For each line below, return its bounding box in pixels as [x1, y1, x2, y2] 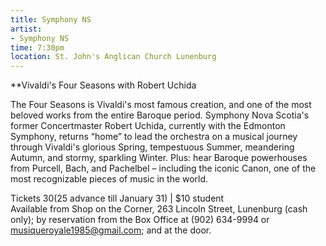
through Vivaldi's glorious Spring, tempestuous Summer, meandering [10, 141, 295, 153]
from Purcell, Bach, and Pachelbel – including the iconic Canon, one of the [10, 162, 317, 175]
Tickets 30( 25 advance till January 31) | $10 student [10, 192, 225, 205]
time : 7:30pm [10, 42, 65, 53]
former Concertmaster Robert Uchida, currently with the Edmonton [10, 120, 286, 132]
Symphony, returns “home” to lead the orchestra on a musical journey [10, 131, 298, 143]
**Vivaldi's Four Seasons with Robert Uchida [10, 79, 197, 91]
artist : [10, 24, 43, 34]
